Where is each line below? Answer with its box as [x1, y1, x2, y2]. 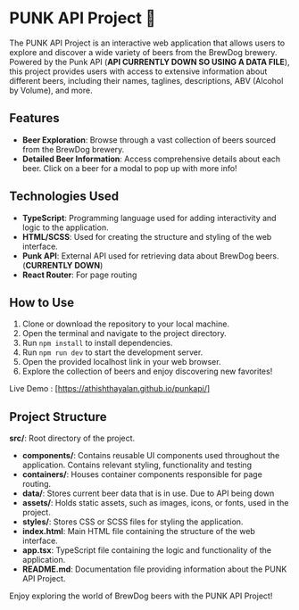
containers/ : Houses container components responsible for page [21, 469, 263, 480]
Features [9, 111, 60, 126]
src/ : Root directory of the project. [9, 433, 136, 444]
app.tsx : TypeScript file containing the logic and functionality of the [21, 545, 272, 556]
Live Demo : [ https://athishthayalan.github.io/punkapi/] [9, 383, 211, 394]
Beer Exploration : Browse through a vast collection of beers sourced [21, 134, 277, 145]
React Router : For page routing [21, 269, 137, 280]
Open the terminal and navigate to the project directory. [21, 328, 228, 339]
